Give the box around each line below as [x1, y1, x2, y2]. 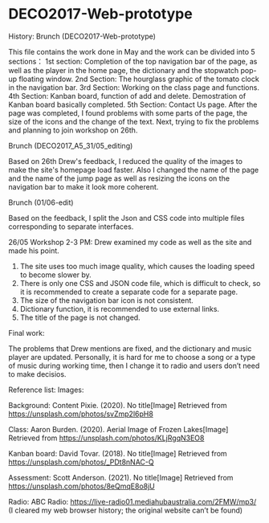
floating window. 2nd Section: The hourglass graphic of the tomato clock [18, 74, 259, 84]
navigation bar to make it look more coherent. [8, 182, 159, 191]
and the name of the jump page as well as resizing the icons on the [8, 174, 230, 183]
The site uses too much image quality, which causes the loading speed [19, 261, 255, 271]
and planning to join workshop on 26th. [8, 125, 138, 135]
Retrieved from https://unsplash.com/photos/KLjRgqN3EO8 [8, 433, 205, 443]
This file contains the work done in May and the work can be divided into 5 [8, 47, 255, 56]
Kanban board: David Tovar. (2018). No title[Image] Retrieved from [8, 448, 227, 458]
